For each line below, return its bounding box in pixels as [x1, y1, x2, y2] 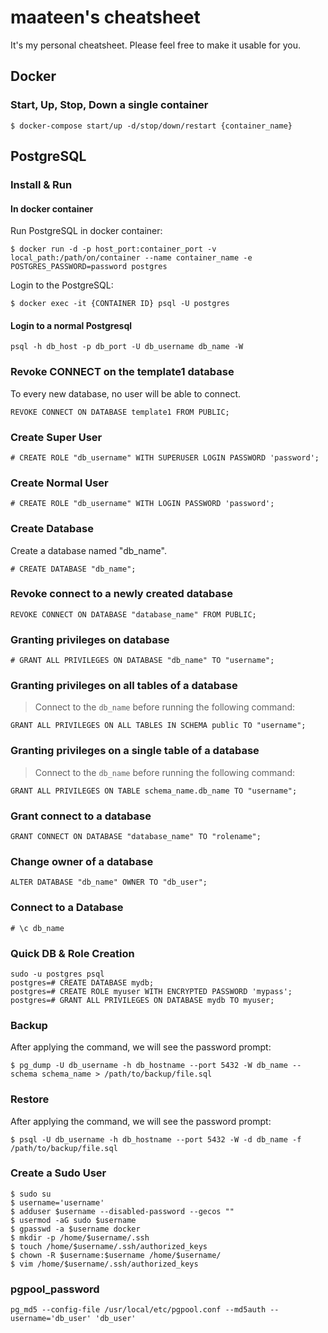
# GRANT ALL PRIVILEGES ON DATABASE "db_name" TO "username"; [10, 656, 275, 666]
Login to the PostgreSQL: [10, 279, 114, 291]
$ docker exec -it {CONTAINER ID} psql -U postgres [10, 299, 230, 309]
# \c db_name [10, 923, 65, 933]
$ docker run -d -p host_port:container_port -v [10, 244, 217, 255]
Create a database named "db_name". [10, 544, 167, 556]
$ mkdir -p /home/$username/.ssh [10, 1232, 150, 1243]
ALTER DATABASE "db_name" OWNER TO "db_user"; [10, 877, 208, 888]
